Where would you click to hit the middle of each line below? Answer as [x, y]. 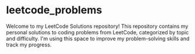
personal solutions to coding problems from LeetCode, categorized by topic [97, 32]
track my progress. [29, 45]
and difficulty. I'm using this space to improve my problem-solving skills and [98, 38]
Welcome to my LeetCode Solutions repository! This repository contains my [97, 26]
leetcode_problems [54, 10]
